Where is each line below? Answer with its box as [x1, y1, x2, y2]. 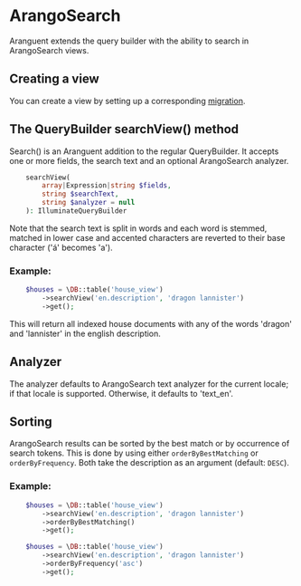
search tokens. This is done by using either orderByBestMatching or [9, 447, 259, 458]
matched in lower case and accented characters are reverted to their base [9, 232, 287, 243]
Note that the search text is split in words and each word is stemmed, [9, 223, 268, 234]
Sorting [9, 414, 52, 430]
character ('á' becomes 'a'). [9, 242, 113, 253]
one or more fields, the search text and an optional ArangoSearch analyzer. [9, 155, 289, 166]
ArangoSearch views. [9, 44, 89, 55]
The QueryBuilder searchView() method [9, 121, 240, 137]
